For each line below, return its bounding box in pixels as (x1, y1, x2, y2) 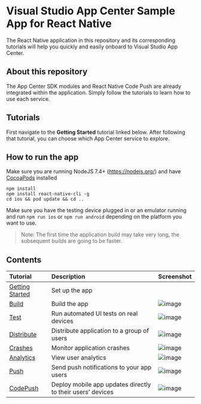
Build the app (51, 300, 89, 308)
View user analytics (51, 354, 106, 362)
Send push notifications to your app (51, 363, 151, 372)
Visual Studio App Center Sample (6, 4, 175, 18)
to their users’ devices (51, 388, 114, 396)
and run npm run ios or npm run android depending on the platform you (6, 213, 182, 221)
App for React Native (6, 17, 112, 30)
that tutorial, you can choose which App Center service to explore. (6, 134, 170, 142)
